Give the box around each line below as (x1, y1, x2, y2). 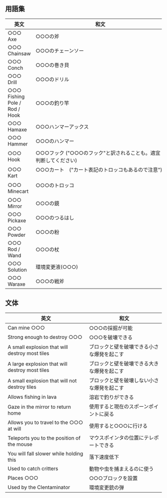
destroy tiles (7, 383, 36, 390)
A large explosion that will (7, 360, 68, 367)
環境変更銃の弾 (89, 484, 124, 491)
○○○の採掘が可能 (89, 325, 133, 332)
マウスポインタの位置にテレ (89, 434, 154, 441)
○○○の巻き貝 (35, 61, 70, 68)
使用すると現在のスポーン (89, 403, 149, 410)
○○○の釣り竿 (35, 99, 70, 106)
